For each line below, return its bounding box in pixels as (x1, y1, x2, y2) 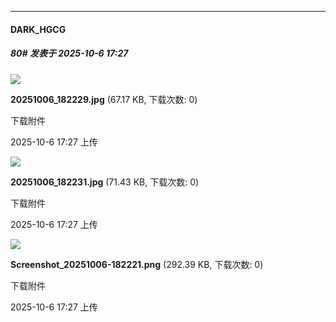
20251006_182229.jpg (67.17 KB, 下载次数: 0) (10, 93, 198, 105)
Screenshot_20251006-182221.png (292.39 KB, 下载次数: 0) (10, 258, 264, 270)
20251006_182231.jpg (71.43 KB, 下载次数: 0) (10, 176, 200, 188)
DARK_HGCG (10, 23, 67, 35)
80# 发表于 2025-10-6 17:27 (10, 47, 129, 60)
